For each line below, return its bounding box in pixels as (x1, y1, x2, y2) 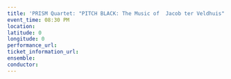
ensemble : (7, 55, 36, 62)
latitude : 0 (7, 29, 42, 36)
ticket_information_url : (7, 49, 79, 56)
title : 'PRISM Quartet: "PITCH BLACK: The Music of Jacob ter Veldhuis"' (7, 10, 228, 17)
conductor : (7, 61, 39, 68)
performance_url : (7, 42, 58, 49)
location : (7, 23, 36, 30)
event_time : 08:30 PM (7, 16, 70, 23)
